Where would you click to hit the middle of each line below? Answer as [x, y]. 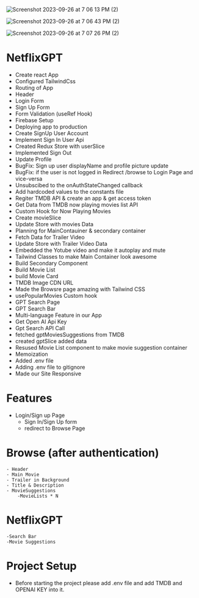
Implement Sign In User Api [49, 139]
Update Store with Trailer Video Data [61, 243]
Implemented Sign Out [43, 152]
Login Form [30, 100]
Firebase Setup [34, 120]
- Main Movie [23, 474]
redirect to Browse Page [55, 428]
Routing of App [34, 87]
